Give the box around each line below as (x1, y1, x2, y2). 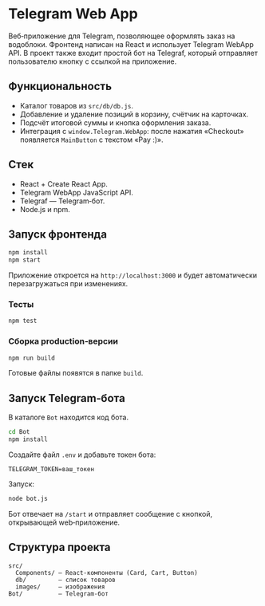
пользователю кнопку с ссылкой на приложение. (8, 57, 177, 66)
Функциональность (8, 80, 113, 93)
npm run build (8, 354, 56, 362)
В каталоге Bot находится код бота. (8, 412, 129, 423)
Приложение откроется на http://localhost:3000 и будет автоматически (8, 270, 258, 280)
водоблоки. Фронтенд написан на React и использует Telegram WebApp (8, 39, 254, 49)
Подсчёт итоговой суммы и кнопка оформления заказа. (19, 117, 212, 128)
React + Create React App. (19, 179, 108, 188)
